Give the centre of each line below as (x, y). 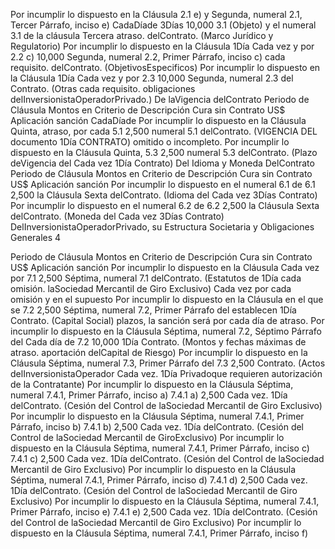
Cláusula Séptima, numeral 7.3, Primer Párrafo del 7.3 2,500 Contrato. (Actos (168, 363)
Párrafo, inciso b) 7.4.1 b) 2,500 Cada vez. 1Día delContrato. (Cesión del (157, 427)
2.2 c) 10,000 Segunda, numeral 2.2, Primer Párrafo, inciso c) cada (148, 57)
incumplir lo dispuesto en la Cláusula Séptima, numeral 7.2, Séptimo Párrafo (166, 331)
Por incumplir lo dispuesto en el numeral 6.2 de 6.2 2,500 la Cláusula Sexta (165, 205)
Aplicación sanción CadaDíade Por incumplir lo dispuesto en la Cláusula (158, 120)
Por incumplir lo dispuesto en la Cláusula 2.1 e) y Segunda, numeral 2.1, (156, 14)
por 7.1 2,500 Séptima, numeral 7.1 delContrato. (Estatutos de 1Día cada (156, 278)
